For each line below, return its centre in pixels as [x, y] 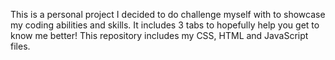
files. [20, 46]
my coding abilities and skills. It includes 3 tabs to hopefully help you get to [165, 25]
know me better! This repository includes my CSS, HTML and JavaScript [159, 35]
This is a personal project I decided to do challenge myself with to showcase [168, 14]
